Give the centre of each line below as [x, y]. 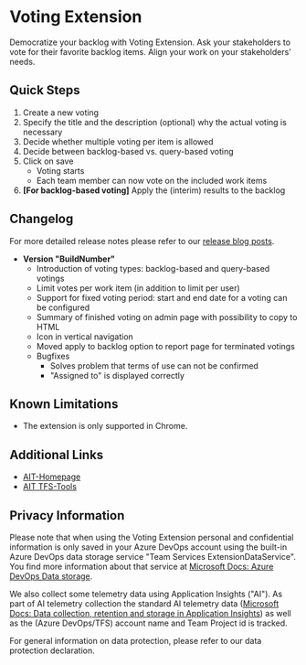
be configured [63, 307]
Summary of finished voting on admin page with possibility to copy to [167, 316]
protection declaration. [52, 650]
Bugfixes [53, 356]
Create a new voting [60, 113]
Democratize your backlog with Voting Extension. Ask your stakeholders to [150, 42]
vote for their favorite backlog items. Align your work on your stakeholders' [151, 51]
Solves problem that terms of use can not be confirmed [154, 365]
